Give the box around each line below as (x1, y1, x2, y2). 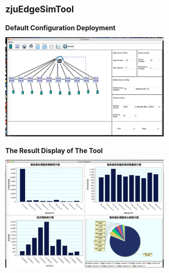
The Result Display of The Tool (5, 146, 103, 155)
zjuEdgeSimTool (5, 4, 74, 15)
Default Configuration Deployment (5, 24, 116, 32)
